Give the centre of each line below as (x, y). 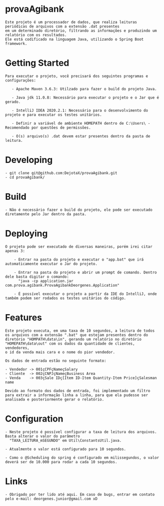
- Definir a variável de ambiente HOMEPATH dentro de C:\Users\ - (81, 123)
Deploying (27, 233)
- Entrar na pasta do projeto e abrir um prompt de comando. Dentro (85, 272)
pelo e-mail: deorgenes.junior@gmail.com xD (51, 499)
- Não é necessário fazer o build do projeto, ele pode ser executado (79, 210)
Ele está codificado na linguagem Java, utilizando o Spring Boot (74, 39)
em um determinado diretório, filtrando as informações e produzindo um (81, 30)
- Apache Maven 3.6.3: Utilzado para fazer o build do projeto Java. (84, 89)
